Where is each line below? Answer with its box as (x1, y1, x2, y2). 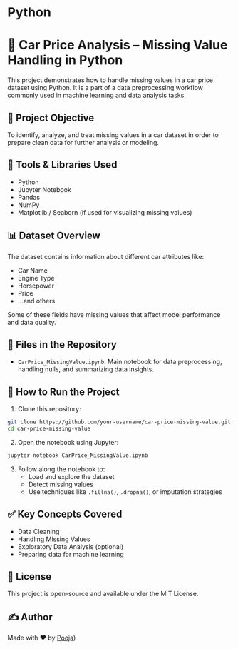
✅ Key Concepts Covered (7, 508, 123, 520)
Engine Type (17, 273, 55, 282)
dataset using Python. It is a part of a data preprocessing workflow (7, 84, 203, 92)
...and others (17, 296, 56, 305)
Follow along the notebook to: (17, 465, 105, 473)
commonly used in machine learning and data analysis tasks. (7, 91, 187, 100)
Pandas (17, 193, 41, 201)
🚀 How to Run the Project (7, 386, 120, 398)
